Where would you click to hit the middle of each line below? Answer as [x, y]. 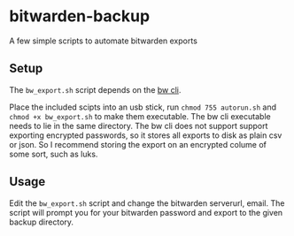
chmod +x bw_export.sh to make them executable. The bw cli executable [140, 116]
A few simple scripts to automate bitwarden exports [103, 41]
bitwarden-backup [80, 16]
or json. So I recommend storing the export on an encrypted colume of [138, 144]
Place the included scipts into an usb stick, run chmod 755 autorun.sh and [143, 107]
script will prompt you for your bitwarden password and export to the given [146, 212]
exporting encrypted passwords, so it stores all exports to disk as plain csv [146, 135]
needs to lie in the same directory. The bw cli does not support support [139, 126]
